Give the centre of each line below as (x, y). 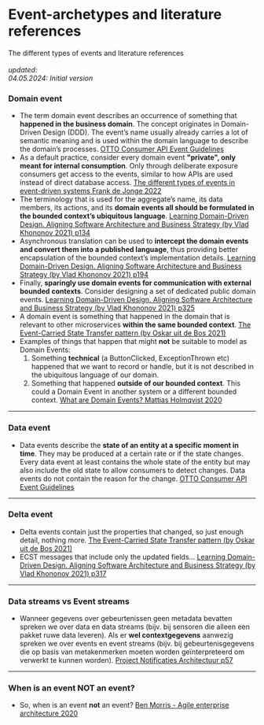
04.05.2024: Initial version (51, 78)
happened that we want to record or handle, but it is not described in (142, 367)
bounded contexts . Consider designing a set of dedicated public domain (137, 291)
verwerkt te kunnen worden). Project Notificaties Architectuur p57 (126, 660)
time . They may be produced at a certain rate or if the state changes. (131, 453)
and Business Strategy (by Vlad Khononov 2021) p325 (107, 308)
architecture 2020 (49, 713)
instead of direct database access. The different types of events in (127, 183)
